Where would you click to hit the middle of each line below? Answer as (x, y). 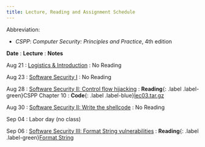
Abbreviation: (23, 29)
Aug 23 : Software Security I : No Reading (59, 77)
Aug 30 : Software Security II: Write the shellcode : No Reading (86, 107)
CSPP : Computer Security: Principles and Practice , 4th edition (94, 41)
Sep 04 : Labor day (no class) (44, 119)
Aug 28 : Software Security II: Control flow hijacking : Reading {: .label (94, 89)
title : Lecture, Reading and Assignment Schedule (71, 12)
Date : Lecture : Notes (35, 53)
